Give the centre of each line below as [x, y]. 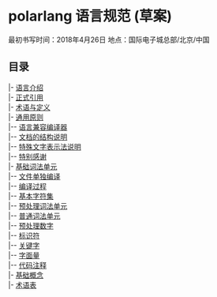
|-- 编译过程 [28, 186]
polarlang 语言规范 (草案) [90, 16]
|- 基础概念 [26, 275]
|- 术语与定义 [30, 107]
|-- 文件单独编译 [34, 176]
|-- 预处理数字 [31, 225]
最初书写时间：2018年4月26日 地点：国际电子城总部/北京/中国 [109, 39]
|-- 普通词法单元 [34, 216]
